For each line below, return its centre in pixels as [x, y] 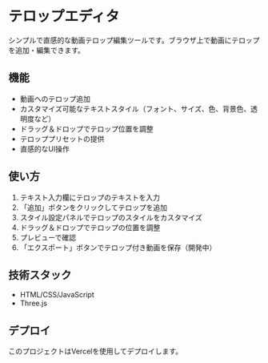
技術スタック [40, 274]
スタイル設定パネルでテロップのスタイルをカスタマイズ [111, 217]
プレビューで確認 [48, 237]
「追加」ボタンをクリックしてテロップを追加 [94, 207]
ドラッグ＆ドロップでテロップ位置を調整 [86, 128]
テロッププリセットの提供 [62, 139]
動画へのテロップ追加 [55, 99]
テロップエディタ [64, 16]
